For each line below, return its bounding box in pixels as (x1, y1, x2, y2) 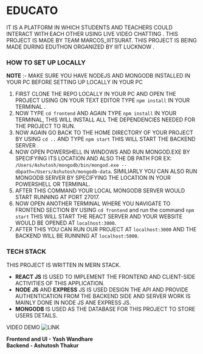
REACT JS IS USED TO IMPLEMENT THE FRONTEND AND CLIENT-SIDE (15, 273, 196, 280)
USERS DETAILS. (15, 311, 58, 319)
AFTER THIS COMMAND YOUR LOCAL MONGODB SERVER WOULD (15, 187, 185, 194)
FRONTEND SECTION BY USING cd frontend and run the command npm (15, 206, 194, 214)
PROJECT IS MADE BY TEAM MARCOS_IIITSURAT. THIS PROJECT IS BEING (6, 36, 198, 44)
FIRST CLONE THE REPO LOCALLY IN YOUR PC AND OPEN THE (15, 90, 176, 98)
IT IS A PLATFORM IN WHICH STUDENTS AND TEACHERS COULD (6, 24, 173, 31)
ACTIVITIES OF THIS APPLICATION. (15, 279, 105, 287)
